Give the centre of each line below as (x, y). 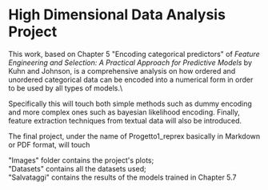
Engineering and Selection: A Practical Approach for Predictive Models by (130, 63)
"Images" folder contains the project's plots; (81, 160)
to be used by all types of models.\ (66, 88)
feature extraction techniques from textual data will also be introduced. (125, 120)
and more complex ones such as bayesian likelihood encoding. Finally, (124, 112)
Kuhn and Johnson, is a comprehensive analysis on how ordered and (122, 71)
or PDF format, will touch (49, 144)
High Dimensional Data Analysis (117, 15)
